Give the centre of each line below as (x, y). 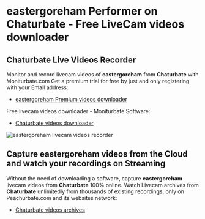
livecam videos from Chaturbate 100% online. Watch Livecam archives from (102, 185)
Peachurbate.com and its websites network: (62, 198)
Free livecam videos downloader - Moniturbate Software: (78, 111)
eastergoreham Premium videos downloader (71, 99)
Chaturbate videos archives (50, 210)
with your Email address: (37, 87)
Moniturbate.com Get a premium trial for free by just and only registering (98, 81)
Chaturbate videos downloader (54, 123)
